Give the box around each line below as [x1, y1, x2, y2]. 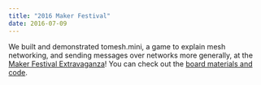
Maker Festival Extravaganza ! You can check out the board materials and [8, 58, 254, 69]
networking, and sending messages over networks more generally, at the [8, 50, 254, 60]
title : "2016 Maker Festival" [8, 11, 111, 20]
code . [8, 67, 28, 77]
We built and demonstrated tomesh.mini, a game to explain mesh [8, 41, 226, 51]
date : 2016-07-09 [8, 19, 67, 28]
